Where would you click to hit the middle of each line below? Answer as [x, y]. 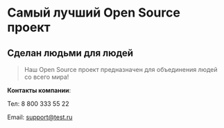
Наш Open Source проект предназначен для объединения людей [121, 70]
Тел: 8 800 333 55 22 [38, 104]
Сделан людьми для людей [70, 53]
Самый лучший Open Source [94, 13]
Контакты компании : [39, 90]
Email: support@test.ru [40, 117]
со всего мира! [46, 77]
